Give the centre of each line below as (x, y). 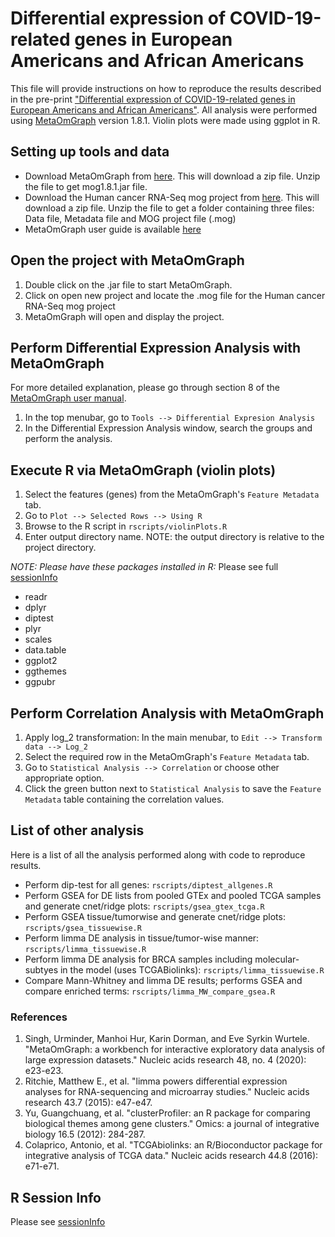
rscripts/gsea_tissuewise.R (83, 928)
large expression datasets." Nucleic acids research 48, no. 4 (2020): (165, 1060)
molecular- (277, 959)
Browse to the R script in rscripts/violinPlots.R (126, 526)
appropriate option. (64, 778)
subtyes (41, 969)
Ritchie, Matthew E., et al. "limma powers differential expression (156, 1081)
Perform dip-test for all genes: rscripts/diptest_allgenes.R (148, 884)
